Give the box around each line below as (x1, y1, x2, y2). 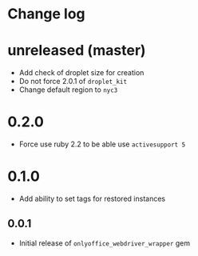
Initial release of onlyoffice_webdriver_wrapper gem (18, 238, 191, 248)
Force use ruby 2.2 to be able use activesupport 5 (18, 139, 186, 149)
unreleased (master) (7, 42, 146, 60)
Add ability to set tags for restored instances (18, 194, 165, 203)
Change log (7, 5, 85, 23)
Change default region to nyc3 (18, 85, 118, 94)
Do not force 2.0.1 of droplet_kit (18, 77, 128, 86)
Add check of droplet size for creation (18, 68, 145, 78)
